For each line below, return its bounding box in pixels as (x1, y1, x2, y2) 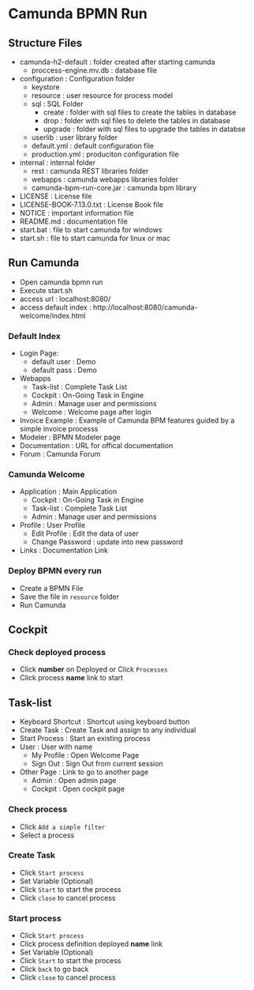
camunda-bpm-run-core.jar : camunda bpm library (31, 183, 197, 192)
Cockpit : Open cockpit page (31, 784, 125, 794)
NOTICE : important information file (19, 209, 134, 217)
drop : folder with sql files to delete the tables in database (43, 116, 230, 125)
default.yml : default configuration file (31, 141, 154, 150)
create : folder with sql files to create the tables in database (43, 107, 237, 117)
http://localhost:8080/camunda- (93, 302, 198, 312)
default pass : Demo (31, 365, 97, 375)
